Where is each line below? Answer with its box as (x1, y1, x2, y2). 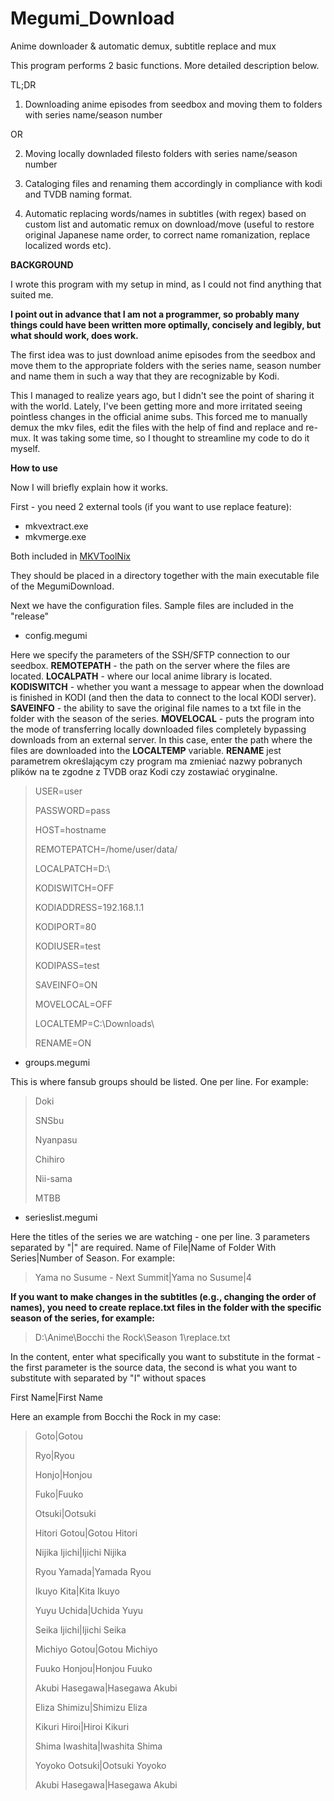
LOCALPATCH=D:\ (34, 862, 111, 874)
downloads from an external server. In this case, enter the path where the (10, 733, 313, 746)
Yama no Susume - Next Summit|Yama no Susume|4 (34, 1271, 252, 1283)
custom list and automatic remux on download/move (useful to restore (24, 218, 315, 230)
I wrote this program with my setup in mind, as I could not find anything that (10, 278, 322, 290)
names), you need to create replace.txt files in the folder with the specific (10, 1301, 322, 1313)
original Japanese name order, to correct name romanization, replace (24, 228, 311, 241)
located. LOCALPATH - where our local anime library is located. (10, 670, 273, 682)
